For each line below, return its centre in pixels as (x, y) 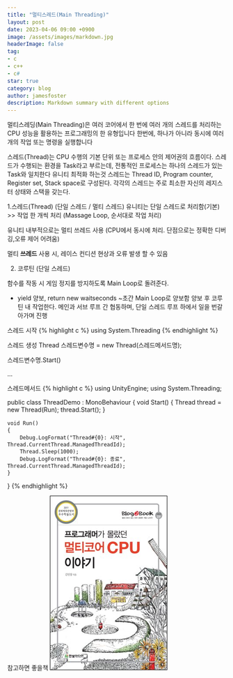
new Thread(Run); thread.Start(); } (56, 410)
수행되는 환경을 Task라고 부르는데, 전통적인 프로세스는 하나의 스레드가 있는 (121, 166)
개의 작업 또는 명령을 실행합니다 (50, 142)
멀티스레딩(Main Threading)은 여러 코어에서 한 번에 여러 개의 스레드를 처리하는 (114, 125)
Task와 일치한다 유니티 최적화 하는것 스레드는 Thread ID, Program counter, (110, 174)
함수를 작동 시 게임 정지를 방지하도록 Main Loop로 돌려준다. (88, 283)
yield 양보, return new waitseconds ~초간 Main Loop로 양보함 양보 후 (113, 298)
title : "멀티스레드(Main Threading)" (58, 15)
